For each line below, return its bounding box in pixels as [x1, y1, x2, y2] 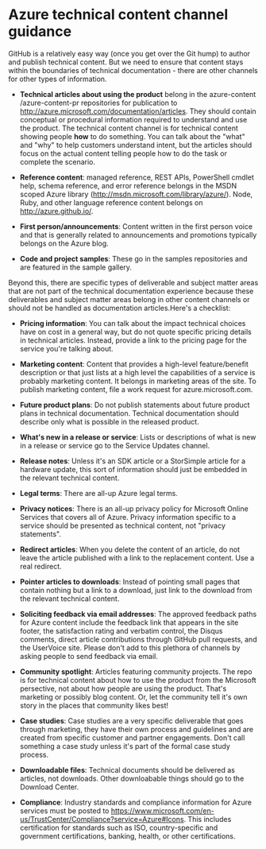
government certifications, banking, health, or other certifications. [19, 831, 236, 840]
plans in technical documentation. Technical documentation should [19, 408, 240, 418]
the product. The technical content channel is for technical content [19, 123, 238, 133]
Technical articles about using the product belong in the [19, 89, 208, 99]
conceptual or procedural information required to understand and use [19, 114, 248, 124]
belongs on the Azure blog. [19, 238, 109, 248]
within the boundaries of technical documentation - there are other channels [8, 65, 258, 75]
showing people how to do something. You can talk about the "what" [19, 131, 245, 141]
